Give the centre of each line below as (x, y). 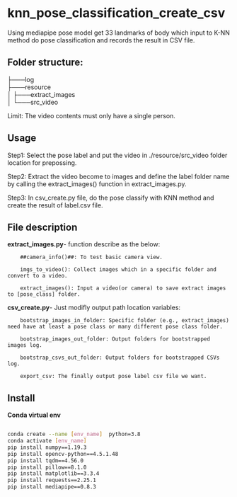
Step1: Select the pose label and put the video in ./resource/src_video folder (117, 155)
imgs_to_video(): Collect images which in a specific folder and (118, 270)
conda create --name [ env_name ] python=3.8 (74, 434)
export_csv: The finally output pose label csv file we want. (114, 377)
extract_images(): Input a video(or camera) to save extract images (123, 288)
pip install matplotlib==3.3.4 (53, 474)
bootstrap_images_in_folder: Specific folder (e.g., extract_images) (125, 321)
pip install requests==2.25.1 (52, 480)
